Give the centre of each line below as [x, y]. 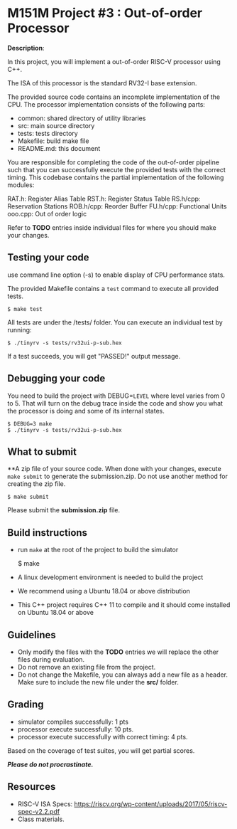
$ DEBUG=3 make [30, 424]
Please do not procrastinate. [50, 764]
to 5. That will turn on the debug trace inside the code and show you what [115, 403]
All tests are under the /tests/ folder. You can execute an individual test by [115, 322]
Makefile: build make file [53, 141]
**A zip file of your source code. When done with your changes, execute [114, 469]
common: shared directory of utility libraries [82, 118]
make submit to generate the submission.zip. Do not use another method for [118, 476]
